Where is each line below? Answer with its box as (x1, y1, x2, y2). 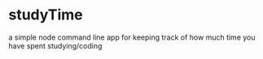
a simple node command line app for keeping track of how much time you (8, 32, 256, 42)
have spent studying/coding (8, 40, 103, 50)
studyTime (8, 6, 83, 24)
